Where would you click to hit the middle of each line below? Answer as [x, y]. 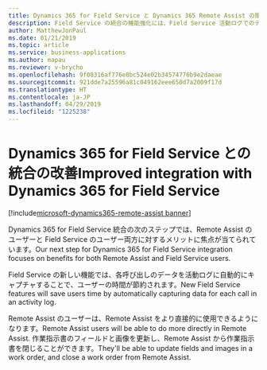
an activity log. [33, 302]
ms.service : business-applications [67, 53]
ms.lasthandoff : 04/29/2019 [55, 104]
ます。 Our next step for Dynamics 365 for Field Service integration [124, 249]
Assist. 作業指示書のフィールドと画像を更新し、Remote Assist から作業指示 [132, 338]
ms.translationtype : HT [48, 90]
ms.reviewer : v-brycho [46, 68]
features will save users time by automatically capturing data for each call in [133, 293]
